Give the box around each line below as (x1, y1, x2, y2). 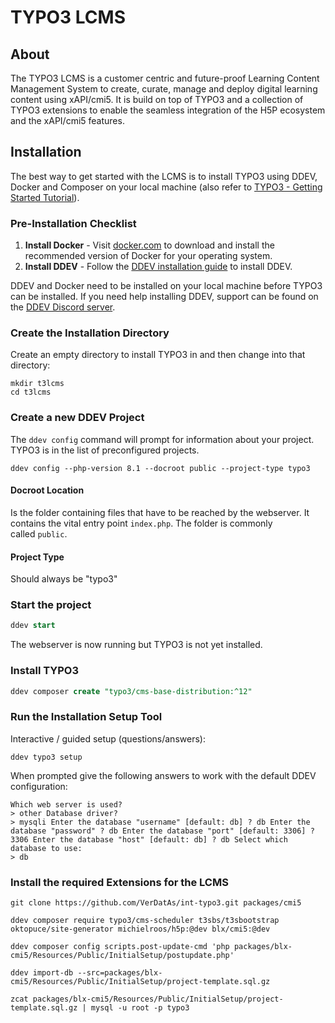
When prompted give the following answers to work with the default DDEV (10, 769, 317, 781)
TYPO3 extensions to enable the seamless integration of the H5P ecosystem (10, 104, 326, 116)
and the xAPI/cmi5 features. (10, 115, 125, 126)
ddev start (10, 621, 56, 631)
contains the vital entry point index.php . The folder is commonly (10, 517, 273, 529)
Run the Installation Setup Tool (10, 710, 163, 724)
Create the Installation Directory (10, 326, 170, 340)
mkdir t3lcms (10, 379, 65, 389)
